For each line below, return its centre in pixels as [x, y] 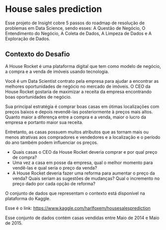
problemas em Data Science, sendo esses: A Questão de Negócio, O [75, 28]
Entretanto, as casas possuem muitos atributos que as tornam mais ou [77, 132]
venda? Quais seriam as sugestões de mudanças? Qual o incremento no [86, 178]
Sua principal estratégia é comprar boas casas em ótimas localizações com [82, 106]
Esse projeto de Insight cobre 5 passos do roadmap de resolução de [75, 23]
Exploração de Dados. [28, 39]
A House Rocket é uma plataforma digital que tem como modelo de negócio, [83, 66]
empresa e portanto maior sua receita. [44, 122]
